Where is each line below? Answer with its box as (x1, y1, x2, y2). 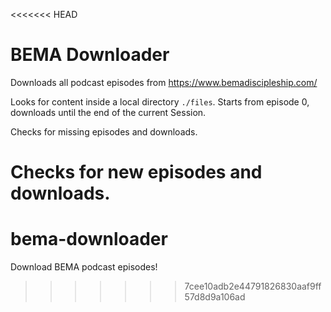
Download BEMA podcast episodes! (10, 261, 158, 273)
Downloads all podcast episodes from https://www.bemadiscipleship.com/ (10, 76, 318, 88)
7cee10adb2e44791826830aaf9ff (184, 280, 322, 293)
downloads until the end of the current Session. (10, 106, 207, 118)
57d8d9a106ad (184, 291, 246, 303)
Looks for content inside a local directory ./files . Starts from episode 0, (10, 95, 310, 108)
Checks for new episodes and (10, 161, 263, 184)
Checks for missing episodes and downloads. (10, 125, 198, 138)
